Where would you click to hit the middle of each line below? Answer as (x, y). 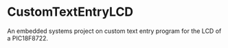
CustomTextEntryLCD (70, 12)
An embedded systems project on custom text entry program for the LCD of (114, 31)
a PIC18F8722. (28, 38)
